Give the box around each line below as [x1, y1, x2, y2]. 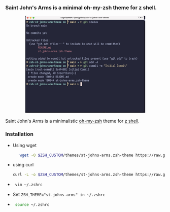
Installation [5, 131, 34, 138]
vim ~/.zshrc [15, 182, 43, 188]
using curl [12, 162, 34, 168]
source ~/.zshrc [15, 202, 50, 207]
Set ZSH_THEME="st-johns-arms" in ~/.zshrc [12, 192, 106, 198]
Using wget [12, 142, 37, 148]
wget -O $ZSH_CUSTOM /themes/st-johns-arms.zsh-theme [19, 153, 133, 158]
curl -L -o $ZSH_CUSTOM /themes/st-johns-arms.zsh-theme [12, 172, 133, 178]
